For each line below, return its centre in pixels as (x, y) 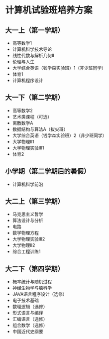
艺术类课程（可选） (32, 116)
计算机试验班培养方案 (49, 10)
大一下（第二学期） (35, 98)
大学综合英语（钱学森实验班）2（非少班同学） (59, 135)
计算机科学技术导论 (32, 49)
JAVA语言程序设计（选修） (40, 294)
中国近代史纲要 (28, 332)
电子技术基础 (25, 300)
